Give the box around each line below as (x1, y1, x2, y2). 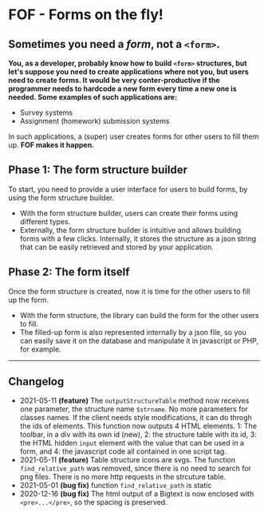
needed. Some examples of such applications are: (8, 92, 178, 101)
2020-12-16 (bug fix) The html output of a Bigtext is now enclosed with (19, 489, 254, 499)
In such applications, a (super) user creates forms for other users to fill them (8, 132, 259, 141)
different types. (19, 217, 71, 226)
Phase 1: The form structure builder (8, 163, 188, 177)
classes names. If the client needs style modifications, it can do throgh (19, 413, 253, 423)
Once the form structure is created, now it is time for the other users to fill (8, 286, 250, 296)
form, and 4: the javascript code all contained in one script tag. (19, 446, 227, 456)
